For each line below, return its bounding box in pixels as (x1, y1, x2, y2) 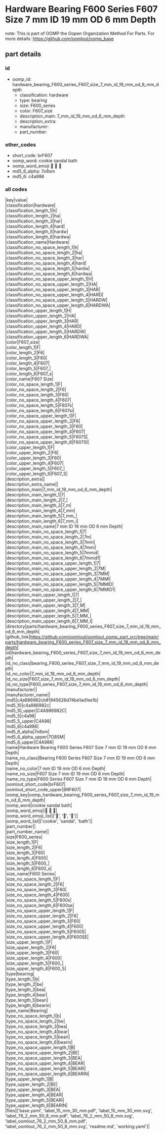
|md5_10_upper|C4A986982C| (5, 707, 67, 714)
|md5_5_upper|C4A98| (5, 718, 51, 724)
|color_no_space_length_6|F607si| (5, 408, 75, 414)
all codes (5, 186, 28, 193)
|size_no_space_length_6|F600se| (5, 903, 75, 909)
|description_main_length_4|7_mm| (5, 508, 76, 514)
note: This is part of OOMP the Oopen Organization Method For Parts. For (5, 30, 155, 36)
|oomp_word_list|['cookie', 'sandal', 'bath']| (5, 818, 93, 824)
